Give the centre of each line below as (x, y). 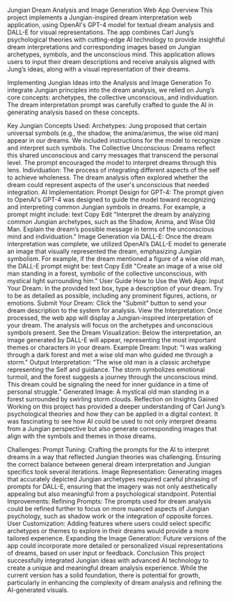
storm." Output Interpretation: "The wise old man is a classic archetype (109, 362)
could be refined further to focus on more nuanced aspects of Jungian (109, 508)
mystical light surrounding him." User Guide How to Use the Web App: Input (115, 281)
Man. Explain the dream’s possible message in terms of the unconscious (111, 229)
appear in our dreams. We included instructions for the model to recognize (114, 141)
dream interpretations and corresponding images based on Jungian (104, 47)
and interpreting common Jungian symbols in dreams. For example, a (107, 207)
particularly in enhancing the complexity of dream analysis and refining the (114, 583)
